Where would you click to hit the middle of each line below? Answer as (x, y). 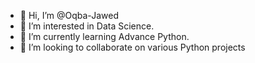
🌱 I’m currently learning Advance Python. (104, 36)
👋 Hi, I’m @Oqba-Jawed (69, 15)
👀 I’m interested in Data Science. (87, 26)
